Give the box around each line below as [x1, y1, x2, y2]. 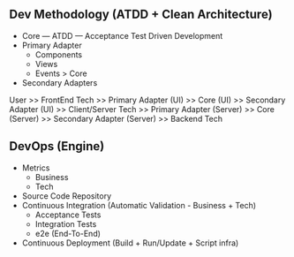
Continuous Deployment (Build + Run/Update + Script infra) [21, 238, 239, 248]
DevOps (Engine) [9, 139, 105, 154]
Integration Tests [34, 218, 97, 229]
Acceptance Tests [34, 209, 102, 220]
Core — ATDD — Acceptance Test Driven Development [21, 30, 223, 41]
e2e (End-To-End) [34, 228, 102, 238]
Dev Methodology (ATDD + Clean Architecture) [9, 7, 273, 22]
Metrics [21, 163, 50, 173]
